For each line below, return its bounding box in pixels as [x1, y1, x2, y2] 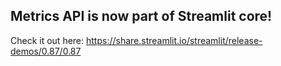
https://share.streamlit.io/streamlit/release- [86, 34, 263, 46]
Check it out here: [10, 34, 85, 46]
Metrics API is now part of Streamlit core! [10, 8, 273, 25]
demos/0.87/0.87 [10, 45, 82, 57]
